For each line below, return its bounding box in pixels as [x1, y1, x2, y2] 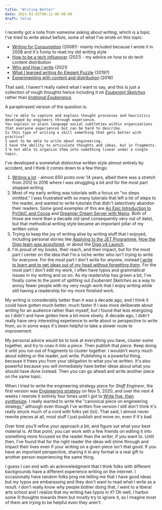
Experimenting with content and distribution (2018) [12, 75, 114, 80]
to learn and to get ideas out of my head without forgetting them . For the [12, 262, 157, 268]
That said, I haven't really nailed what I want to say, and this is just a [5, 84, 140, 90]
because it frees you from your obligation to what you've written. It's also [5, 358, 151, 364]
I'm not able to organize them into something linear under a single [5, 147, 148, 152]
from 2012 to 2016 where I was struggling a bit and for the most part [12, 180, 148, 186]
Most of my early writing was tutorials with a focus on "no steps [12, 190, 139, 196]
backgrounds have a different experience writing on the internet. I [5, 469, 136, 475]
